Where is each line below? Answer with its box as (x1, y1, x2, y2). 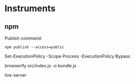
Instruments (4, 3, 56, 14)
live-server (4, 72, 27, 78)
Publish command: (4, 35, 42, 41)
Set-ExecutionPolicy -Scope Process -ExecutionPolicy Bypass (4, 53, 131, 59)
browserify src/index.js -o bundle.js (4, 63, 77, 68)
